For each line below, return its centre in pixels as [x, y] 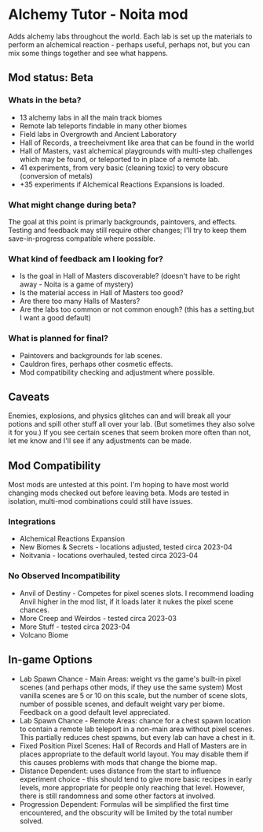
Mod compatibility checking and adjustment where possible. [117, 372]
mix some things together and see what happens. [88, 53]
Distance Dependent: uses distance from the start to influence [120, 771]
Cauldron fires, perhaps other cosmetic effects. [96, 364]
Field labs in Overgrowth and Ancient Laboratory [98, 134]
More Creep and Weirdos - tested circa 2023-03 [98, 618]
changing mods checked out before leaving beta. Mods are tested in [119, 493]
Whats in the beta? [45, 100]
